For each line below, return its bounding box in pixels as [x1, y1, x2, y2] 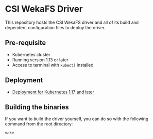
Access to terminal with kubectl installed [12, 62, 94, 68]
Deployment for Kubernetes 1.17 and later [12, 89, 95, 95]
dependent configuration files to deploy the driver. [5, 24, 106, 30]
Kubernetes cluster [12, 52, 51, 57]
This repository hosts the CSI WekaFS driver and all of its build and [5, 19, 139, 25]
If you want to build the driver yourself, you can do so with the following [5, 116, 149, 122]
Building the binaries [5, 103, 69, 111]
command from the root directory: [5, 121, 73, 127]
